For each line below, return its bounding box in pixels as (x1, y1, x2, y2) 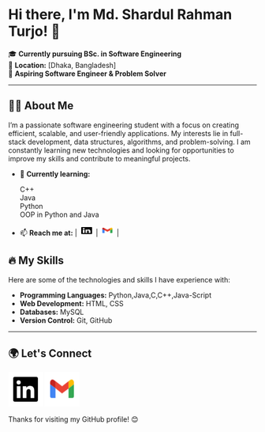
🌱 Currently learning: (19, 169, 91, 179)
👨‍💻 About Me (8, 99, 74, 112)
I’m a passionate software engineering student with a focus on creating (8, 120, 239, 130)
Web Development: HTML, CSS (19, 298, 124, 308)
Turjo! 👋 (8, 22, 61, 40)
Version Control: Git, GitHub (19, 315, 113, 325)
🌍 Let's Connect (8, 347, 92, 360)
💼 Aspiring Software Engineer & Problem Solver (8, 69, 167, 78)
